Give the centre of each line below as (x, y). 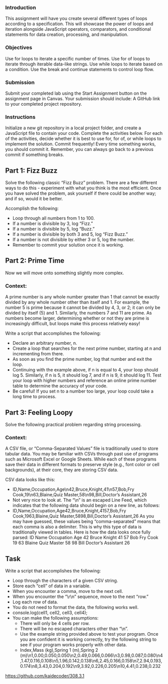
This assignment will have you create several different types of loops (76, 19)
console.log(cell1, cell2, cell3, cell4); (50, 613)
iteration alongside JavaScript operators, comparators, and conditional (78, 29)
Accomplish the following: (32, 208)
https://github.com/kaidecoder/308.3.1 (45, 676)
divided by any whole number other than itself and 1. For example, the (77, 302)
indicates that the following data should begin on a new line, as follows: (86, 505)
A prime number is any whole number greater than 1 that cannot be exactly (82, 297)
